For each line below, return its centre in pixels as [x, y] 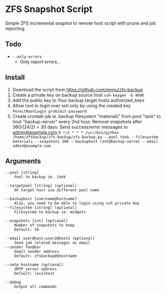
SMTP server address [35, 269]
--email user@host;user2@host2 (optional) [50, 239]
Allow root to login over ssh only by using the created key [71, 105]
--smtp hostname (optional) [34, 265]
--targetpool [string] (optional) [41, 186]
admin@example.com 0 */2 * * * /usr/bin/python [65, 132]
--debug [13, 282]
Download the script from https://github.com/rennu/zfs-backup [78, 89]
